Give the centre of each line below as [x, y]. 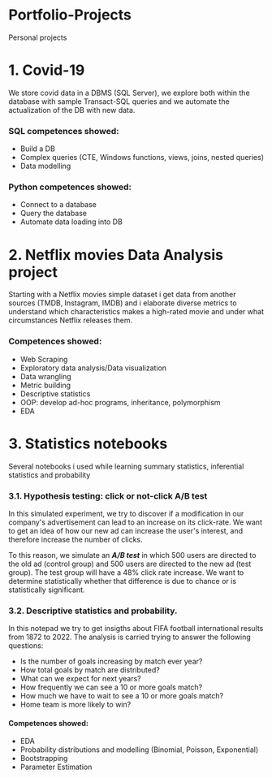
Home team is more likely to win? [76, 705]
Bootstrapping [44, 759]
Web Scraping [44, 359]
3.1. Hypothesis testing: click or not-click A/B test [108, 495]
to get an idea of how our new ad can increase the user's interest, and [126, 530]
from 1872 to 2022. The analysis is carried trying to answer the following [130, 637]
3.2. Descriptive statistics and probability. [93, 611]
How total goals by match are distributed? [90, 670]
